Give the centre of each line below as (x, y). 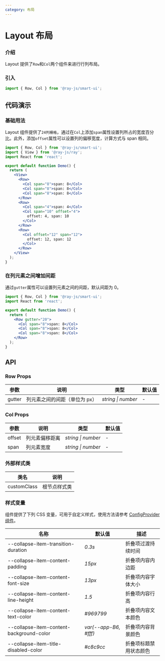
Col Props (17, 415)
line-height (21, 600)
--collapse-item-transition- (41, 544)
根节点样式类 (57, 487)
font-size (18, 583)
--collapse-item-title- (34, 644)
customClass (23, 487)
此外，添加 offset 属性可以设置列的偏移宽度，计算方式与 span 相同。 (82, 138)
